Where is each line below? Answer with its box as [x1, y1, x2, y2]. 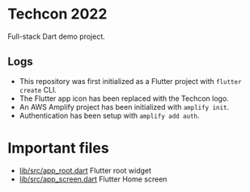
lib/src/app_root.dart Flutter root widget [19, 165, 151, 175]
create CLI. [19, 85, 57, 94]
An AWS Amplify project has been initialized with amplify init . [19, 102, 230, 111]
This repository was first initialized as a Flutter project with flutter [19, 76, 242, 86]
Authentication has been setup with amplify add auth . [19, 111, 200, 120]
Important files [7, 139, 110, 157]
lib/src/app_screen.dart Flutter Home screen [19, 174, 167, 184]
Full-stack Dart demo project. [7, 31, 106, 41]
